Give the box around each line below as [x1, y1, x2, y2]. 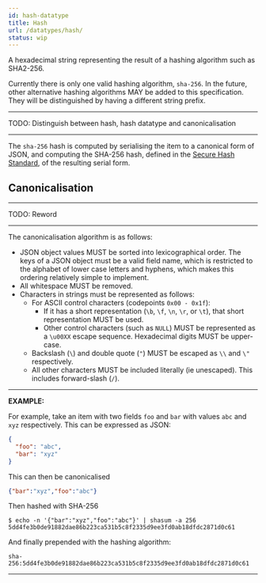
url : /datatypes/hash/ [8, 26, 83, 34]
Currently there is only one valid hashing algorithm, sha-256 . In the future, [8, 79, 248, 89]
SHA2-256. [8, 64, 45, 74]
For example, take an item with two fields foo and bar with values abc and [8, 412, 247, 422]
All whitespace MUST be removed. [19, 282, 133, 291]
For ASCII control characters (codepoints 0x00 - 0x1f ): [31, 298, 211, 308]
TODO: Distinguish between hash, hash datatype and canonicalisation [8, 119, 236, 128]
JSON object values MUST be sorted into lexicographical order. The [19, 248, 241, 257]
